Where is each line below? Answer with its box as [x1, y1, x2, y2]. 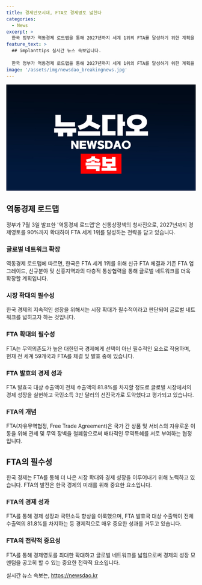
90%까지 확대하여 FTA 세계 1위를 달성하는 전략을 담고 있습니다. [26, 228, 176, 235]
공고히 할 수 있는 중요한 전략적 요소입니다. [22, 559, 120, 566]
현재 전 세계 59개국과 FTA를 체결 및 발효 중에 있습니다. [6, 352, 134, 360]
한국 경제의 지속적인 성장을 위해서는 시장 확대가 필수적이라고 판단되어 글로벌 [6, 306, 185, 314]
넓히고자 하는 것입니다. [22, 314, 76, 321]
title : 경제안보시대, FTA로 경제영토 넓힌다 [6, 10, 102, 16]
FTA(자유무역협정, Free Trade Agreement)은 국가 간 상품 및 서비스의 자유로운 [6, 422, 189, 429]
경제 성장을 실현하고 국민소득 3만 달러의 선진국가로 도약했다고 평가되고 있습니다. [6, 391, 194, 398]
